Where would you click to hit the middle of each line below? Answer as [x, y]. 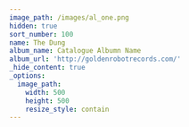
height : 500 [47, 101]
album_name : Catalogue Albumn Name [75, 51]
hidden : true [33, 26]
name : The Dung [37, 42]
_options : [28, 76]
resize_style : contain [67, 109]
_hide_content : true [48, 68]
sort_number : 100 [41, 34]
